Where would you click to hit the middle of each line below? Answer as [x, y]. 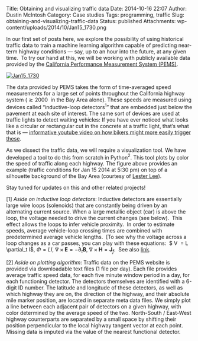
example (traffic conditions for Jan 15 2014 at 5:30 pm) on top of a [87, 170]
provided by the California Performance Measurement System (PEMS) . [92, 64]
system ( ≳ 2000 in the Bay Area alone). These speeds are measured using [99, 100]
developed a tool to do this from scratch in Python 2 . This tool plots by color [98, 157]
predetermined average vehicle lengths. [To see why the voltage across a [96, 237]
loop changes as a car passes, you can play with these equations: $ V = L [97, 243]
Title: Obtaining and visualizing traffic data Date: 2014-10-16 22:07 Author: [97, 9]
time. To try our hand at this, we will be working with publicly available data [98, 58]
